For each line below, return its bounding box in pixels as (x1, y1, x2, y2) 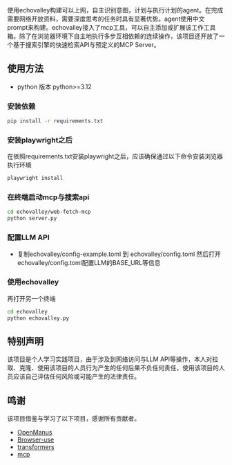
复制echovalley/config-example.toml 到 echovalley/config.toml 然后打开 (17, 250, 221, 258)
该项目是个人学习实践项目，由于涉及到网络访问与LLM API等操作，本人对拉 (7, 355, 219, 363)
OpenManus (17, 428, 52, 437)
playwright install (7, 175, 64, 182)
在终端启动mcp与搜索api (7, 192, 90, 202)
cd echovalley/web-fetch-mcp (7, 208, 91, 216)
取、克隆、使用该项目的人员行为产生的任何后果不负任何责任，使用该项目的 (7, 364, 219, 372)
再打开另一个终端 (7, 294, 56, 302)
